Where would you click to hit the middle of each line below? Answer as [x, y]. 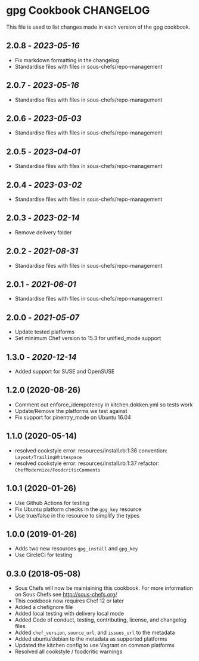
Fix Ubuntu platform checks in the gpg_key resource [78, 509]
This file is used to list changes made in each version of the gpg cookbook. [98, 27]
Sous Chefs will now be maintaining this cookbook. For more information [104, 588]
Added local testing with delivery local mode [69, 614]
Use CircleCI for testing [43, 555]
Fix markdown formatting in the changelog [67, 60]
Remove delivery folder [43, 232]
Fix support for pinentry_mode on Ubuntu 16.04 [73, 417]
